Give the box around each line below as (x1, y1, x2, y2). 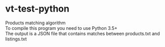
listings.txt (5, 36, 27, 42)
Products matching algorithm (5, 20, 66, 26)
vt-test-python (5, 3, 70, 15)
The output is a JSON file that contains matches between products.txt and (5, 30, 160, 36)
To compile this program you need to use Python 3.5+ (5, 25, 117, 31)
